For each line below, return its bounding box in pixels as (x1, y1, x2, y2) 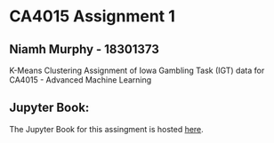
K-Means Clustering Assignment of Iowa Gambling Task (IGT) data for (9, 65, 265, 75)
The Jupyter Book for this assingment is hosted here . (9, 123, 205, 134)
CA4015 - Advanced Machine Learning (9, 75, 152, 85)
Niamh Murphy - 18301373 (9, 42, 160, 57)
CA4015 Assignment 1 (9, 6, 176, 27)
